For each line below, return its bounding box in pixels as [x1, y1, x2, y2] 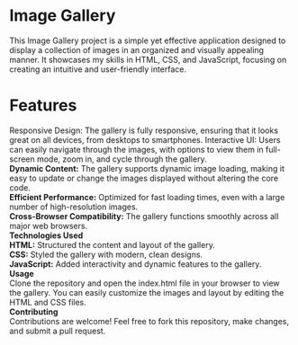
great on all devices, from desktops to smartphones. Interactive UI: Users [9, 134, 281, 145]
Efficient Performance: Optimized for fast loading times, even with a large [9, 191, 285, 202]
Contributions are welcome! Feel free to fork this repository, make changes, [9, 315, 290, 326]
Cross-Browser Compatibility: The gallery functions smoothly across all [9, 210, 279, 221]
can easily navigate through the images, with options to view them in [9, 144, 264, 155]
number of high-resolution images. [9, 201, 139, 212]
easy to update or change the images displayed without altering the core [9, 172, 279, 183]
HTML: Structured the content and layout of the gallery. [9, 239, 216, 250]
